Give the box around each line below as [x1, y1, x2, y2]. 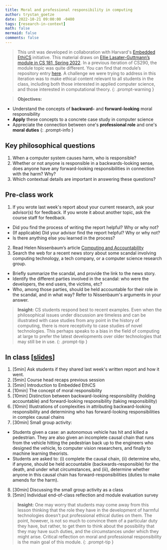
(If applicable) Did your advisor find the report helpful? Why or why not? [12, 229, 161, 235]
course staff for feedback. [12, 214, 66, 220]
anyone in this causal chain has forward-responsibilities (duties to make [12, 472, 160, 478]
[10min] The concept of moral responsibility [12, 388, 102, 394]
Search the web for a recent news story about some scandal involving [12, 250, 157, 256]
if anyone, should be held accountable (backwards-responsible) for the [12, 461, 159, 467]
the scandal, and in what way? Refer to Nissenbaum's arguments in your [12, 292, 161, 298]
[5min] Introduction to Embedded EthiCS [12, 382, 96, 388]
